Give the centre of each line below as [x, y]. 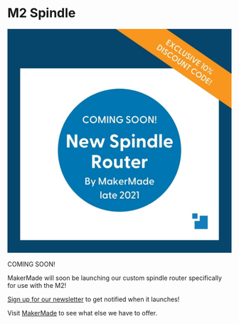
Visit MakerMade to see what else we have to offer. [83, 313]
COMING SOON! [31, 264]
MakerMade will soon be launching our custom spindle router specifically [115, 278]
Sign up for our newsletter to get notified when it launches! [94, 299]
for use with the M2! [37, 285]
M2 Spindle [42, 13]
